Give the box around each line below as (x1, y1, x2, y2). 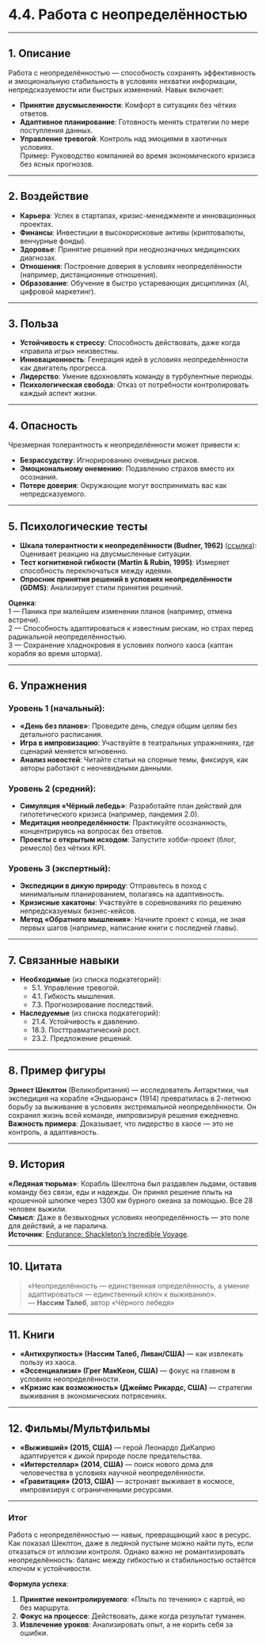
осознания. (19, 472, 58, 482)
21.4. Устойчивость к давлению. (31, 1017, 140, 1027)
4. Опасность (8, 419, 78, 432)
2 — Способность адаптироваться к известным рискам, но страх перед (8, 624, 253, 632)
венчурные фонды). (19, 236, 87, 245)
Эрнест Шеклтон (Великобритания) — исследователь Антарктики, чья (8, 1085, 249, 1094)
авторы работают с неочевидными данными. (19, 763, 173, 773)
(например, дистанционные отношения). (19, 270, 158, 279)
